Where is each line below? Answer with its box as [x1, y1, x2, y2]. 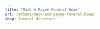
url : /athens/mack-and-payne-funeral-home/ [5, 12, 96, 17]
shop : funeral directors [5, 16, 56, 21]
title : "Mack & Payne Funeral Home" [5, 7, 80, 12]
